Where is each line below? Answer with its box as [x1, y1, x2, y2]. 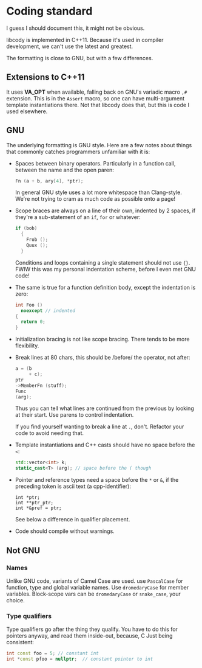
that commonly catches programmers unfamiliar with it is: [6, 148, 150, 155]
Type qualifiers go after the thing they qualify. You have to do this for [6, 625, 178, 633]
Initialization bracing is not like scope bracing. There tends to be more [15, 336, 190, 343]
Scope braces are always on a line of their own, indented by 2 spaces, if [15, 207, 196, 214]
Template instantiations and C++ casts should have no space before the [15, 441, 195, 448]
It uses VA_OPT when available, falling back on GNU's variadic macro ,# [6, 88, 187, 96]
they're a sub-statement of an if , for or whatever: [15, 214, 141, 221]
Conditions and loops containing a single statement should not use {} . [15, 259, 190, 266]
